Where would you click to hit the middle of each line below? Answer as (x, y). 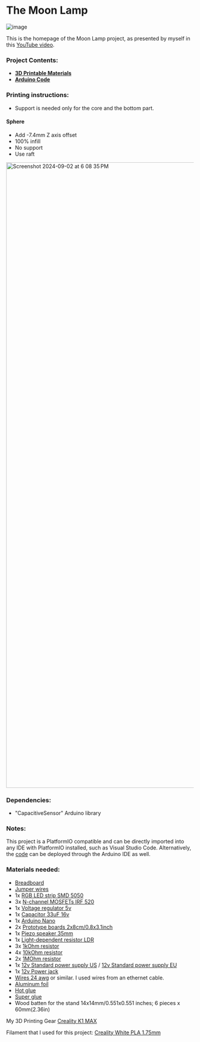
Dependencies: (29, 800)
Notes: (16, 828)
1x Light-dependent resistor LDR (54, 939)
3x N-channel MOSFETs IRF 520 (54, 901)
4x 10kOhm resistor (39, 952)
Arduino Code (32, 80)
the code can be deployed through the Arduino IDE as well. (78, 854)
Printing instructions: (38, 95)
